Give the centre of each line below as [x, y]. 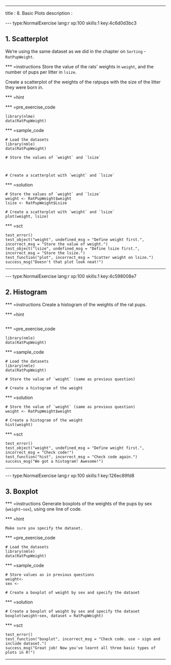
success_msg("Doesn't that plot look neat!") [54, 262]
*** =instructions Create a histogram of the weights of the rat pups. [76, 304]
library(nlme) [20, 116]
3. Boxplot [22, 491]
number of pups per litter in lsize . [41, 72]
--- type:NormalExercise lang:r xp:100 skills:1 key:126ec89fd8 [70, 475]
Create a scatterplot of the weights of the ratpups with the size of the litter [83, 82]
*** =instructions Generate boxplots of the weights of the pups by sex [79, 504]
